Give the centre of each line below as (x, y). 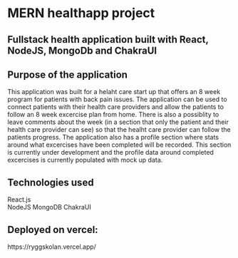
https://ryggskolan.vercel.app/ (52, 247)
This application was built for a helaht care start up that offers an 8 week (114, 92)
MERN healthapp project (81, 13)
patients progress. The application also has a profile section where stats (113, 138)
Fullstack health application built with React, (108, 40)
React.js (19, 200)
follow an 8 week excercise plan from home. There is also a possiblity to (113, 115)
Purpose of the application (68, 74)
